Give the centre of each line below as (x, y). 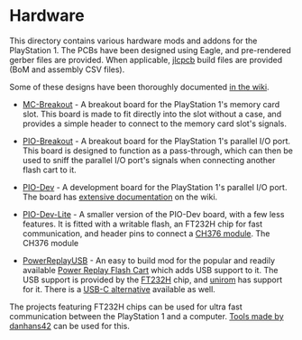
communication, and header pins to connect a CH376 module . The (146, 233)
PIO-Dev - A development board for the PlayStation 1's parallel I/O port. (155, 187)
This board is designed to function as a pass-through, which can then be (157, 151)
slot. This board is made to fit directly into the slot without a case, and (152, 114)
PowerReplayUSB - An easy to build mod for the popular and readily (149, 260)
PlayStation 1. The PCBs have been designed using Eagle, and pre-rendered (150, 50)
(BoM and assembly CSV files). (67, 69)
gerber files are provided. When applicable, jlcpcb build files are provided (146, 60)
